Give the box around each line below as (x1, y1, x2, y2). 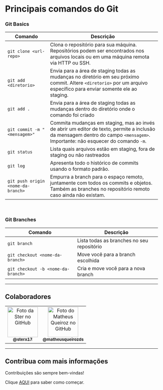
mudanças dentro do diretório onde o (50, 106, 135, 113)
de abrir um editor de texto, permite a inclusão (50, 126, 155, 132)
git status (7, 149, 33, 155)
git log (7, 163, 25, 169)
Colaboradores (5, 292, 51, 301)
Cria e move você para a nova (77, 265, 146, 272)
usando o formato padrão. (50, 166, 110, 173)
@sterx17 (13, 337, 33, 342)
